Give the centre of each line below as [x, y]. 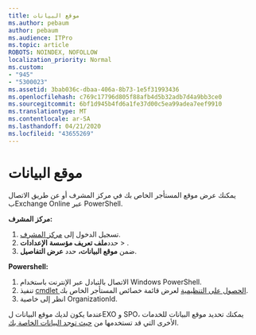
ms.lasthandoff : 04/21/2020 [55, 126]
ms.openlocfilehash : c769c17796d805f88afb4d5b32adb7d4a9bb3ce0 [115, 97]
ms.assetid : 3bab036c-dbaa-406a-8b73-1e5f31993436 [94, 89]
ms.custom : [26, 67]
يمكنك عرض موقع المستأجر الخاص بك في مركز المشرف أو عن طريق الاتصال [122, 194]
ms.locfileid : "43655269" [51, 133]
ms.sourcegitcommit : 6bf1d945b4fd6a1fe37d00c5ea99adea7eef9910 [115, 104]
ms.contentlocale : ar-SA [49, 119]
